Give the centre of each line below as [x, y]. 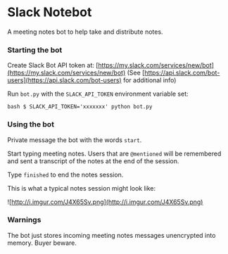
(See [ [136, 73]
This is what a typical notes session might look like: [82, 188]
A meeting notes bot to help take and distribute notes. [85, 32]
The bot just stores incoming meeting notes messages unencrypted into [112, 235]
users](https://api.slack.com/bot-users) [64, 80]
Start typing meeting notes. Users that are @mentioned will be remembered [114, 153]
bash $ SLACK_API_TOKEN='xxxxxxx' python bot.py [80, 107]
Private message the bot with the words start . [75, 140]
